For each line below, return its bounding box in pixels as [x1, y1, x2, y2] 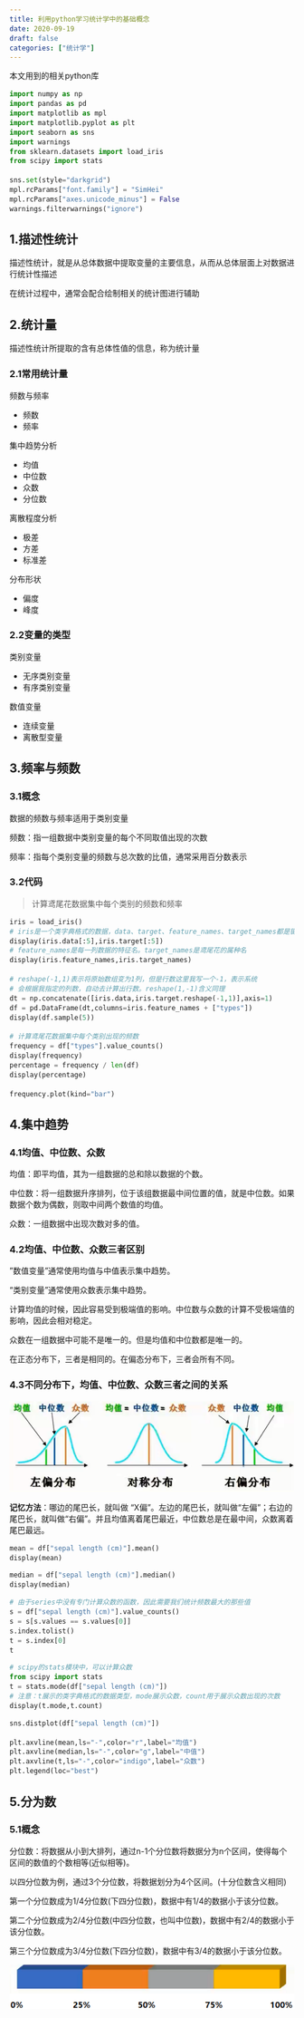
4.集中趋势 [9, 1116, 70, 1132]
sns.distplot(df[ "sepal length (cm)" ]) [9, 1718, 160, 1728]
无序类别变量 [22, 671, 71, 681]
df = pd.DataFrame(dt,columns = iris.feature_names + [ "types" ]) [9, 1003, 253, 1012]
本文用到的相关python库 [9, 71, 100, 82]
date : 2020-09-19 [9, 24, 75, 34]
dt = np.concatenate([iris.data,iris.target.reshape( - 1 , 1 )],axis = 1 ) [9, 993, 273, 1003]
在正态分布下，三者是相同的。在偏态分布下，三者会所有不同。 [9, 1354, 240, 1365]
